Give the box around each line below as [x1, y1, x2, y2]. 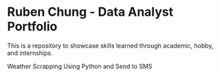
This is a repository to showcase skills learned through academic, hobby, [7, 41, 214, 49]
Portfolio [7, 19, 58, 34]
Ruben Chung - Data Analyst [7, 4, 174, 20]
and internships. [7, 49, 53, 57]
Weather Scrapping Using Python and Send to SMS [7, 62, 153, 70]
